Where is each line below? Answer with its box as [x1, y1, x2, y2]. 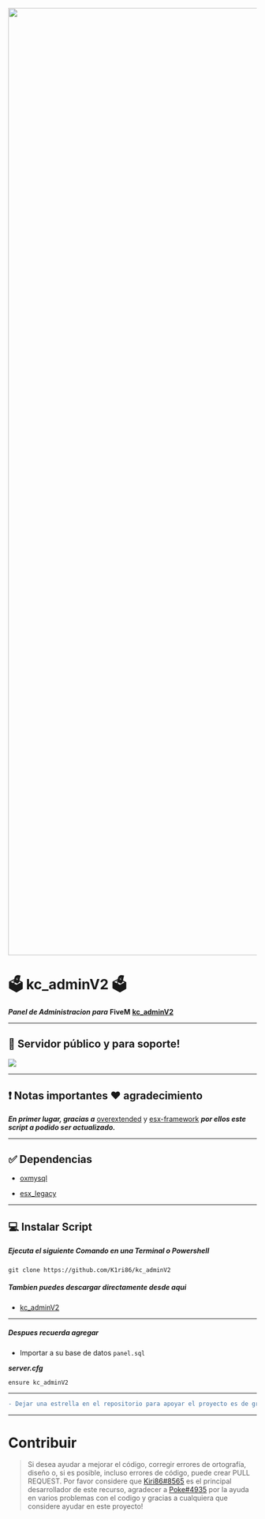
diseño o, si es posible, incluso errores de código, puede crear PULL [27, 1468, 251, 1478]
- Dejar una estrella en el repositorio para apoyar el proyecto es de [8, 1400, 248, 1408]
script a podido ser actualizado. [8, 1122, 116, 1132]
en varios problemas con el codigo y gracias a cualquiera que [27, 1493, 229, 1503]
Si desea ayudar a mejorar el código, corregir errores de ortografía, [27, 1460, 247, 1469]
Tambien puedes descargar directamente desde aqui [8, 1283, 187, 1292]
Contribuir [8, 1434, 77, 1452]
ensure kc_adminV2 [8, 1378, 69, 1386]
